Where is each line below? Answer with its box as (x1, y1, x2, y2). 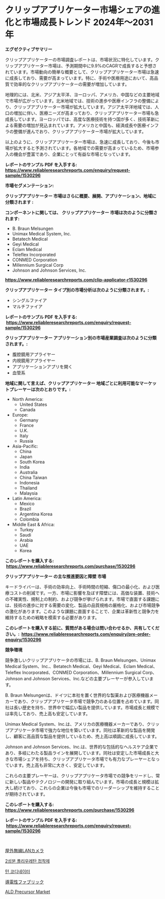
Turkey (19, 527, 34, 533)
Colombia (19, 516, 39, 522)
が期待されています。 (5, 791, 48, 797)
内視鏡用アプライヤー (12, 357, 55, 364)
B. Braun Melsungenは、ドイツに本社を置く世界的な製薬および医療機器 (5, 692, 150, 698)
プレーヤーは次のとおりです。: (9, 386, 71, 392)
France (19, 422, 34, 428)
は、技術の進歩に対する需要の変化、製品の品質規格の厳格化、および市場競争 (5, 602, 160, 608)
